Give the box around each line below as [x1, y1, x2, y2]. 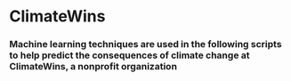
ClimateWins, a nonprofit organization [9, 61, 178, 73]
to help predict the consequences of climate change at [9, 49, 250, 61]
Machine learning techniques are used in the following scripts [9, 38, 282, 51]
